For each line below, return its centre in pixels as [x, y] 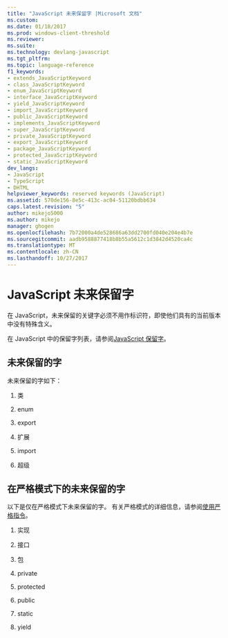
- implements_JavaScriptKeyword [54, 123]
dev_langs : [23, 168]
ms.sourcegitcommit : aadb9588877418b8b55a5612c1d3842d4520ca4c [100, 239]
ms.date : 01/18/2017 [37, 26]
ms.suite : [21, 46]
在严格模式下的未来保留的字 [66, 489]
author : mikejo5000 [35, 213]
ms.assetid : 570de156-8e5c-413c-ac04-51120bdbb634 [82, 201]
